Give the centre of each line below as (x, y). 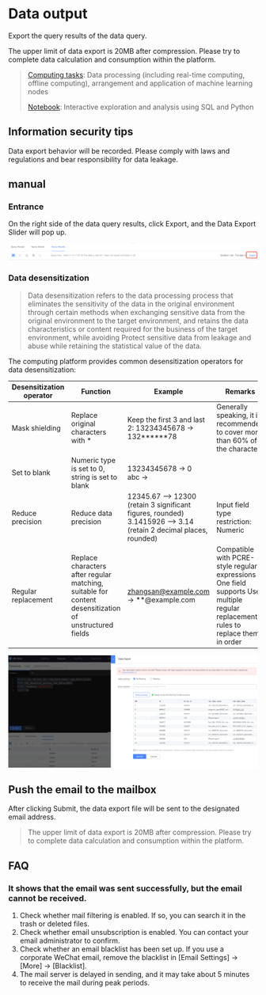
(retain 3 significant (159, 504)
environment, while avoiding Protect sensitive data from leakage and (139, 337)
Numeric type (93, 460)
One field (232, 583)
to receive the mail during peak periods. (85, 983)
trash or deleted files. (54, 924)
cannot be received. (47, 898)
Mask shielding (36, 427)
